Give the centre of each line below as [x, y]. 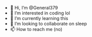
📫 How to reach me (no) [36, 29]
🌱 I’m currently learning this [39, 18]
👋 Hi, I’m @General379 [34, 8]
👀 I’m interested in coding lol [40, 13]
